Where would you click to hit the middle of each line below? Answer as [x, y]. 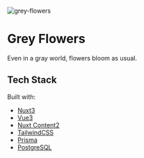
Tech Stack [32, 80]
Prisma [27, 140]
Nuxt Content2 [38, 125]
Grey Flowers [46, 39]
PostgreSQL [34, 147]
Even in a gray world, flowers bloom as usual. [72, 58]
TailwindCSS [35, 132]
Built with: [22, 97]
